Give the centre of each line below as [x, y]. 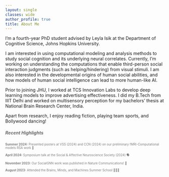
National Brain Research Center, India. [45, 106]
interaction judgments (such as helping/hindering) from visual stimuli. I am [82, 70]
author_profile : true [28, 19]
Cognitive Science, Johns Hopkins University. [52, 44]
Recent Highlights [24, 133]
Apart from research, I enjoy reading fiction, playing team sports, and [77, 116]
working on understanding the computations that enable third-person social [84, 64]
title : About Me [22, 24]
